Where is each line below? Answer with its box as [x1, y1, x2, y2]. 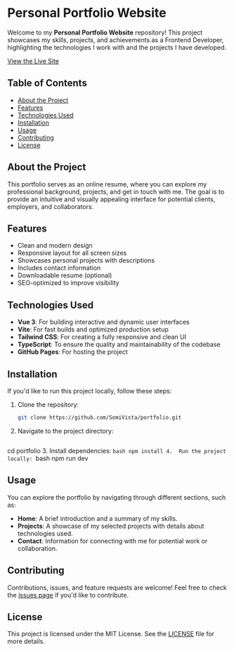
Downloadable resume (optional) [17, 271, 112, 279]
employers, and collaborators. [7, 202, 94, 210]
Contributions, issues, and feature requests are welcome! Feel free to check [7, 583, 227, 592]
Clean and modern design [17, 241, 93, 250]
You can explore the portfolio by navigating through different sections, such [7, 493, 226, 501]
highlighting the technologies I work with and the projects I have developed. [7, 43, 227, 51]
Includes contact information [17, 264, 101, 272]
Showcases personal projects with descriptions [17, 256, 155, 265]
